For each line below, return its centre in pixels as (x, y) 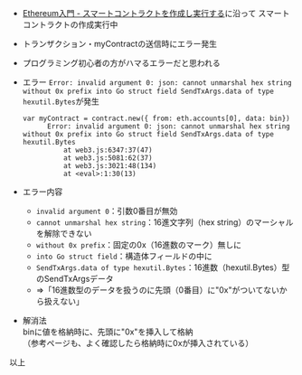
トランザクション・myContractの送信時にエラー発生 (119, 44)
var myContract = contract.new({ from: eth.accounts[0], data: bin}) (156, 118)
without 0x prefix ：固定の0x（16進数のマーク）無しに (139, 245)
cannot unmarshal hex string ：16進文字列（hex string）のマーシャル (165, 222)
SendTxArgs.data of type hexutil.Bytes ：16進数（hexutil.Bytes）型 (163, 267)
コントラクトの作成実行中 (70, 24)
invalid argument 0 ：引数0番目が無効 (107, 211)
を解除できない (64, 234)
